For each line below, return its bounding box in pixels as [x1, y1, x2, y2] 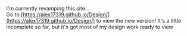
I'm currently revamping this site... [6, 5, 90, 12]
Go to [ [6, 11, 23, 18]
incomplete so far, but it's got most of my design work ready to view [6, 23, 174, 30]
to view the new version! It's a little [96, 17, 182, 24]
